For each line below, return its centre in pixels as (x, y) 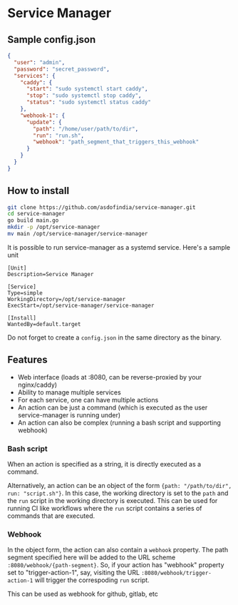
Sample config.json (52, 40)
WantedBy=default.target (44, 324)
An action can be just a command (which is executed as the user (113, 407)
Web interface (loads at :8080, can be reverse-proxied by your (109, 377)
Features (27, 360)
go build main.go (33, 220)
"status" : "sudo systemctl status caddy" (89, 102)
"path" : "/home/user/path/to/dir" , (86, 129)
